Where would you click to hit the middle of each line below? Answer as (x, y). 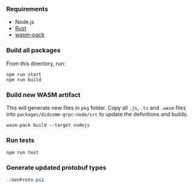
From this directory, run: (36, 63)
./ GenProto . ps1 (25, 180)
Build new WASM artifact (44, 95)
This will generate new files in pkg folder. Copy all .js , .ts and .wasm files (96, 107)
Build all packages (34, 50)
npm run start (24, 74)
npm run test (23, 153)
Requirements (27, 9)
